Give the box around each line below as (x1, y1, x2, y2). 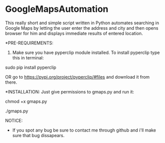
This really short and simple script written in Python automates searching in (5, 20, 160, 26)
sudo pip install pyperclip (5, 64, 56, 70)
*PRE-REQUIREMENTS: (5, 40, 54, 46)
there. (5, 79, 17, 85)
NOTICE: (5, 117, 23, 123)
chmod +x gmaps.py (5, 98, 47, 104)
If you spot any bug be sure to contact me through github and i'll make (12, 127, 156, 133)
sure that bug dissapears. (12, 132, 65, 138)
